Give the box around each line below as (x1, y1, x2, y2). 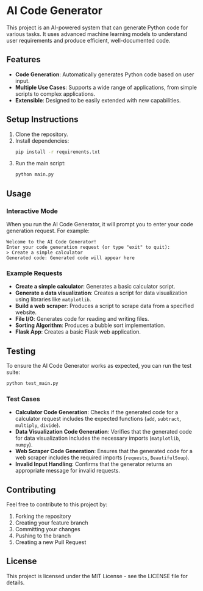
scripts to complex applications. (15, 90, 96, 98)
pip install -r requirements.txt (15, 149, 101, 155)
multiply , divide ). (15, 421, 61, 429)
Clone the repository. (15, 131, 68, 138)
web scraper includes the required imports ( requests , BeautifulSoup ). (15, 454, 190, 461)
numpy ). (15, 441, 33, 448)
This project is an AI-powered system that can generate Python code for (6, 24, 188, 31)
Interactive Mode (6, 207, 58, 215)
